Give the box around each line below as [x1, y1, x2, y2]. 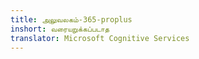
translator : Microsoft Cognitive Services [10, 33, 190, 43]
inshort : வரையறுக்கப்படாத [10, 24, 110, 34]
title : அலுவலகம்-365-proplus [10, 14, 133, 25]
